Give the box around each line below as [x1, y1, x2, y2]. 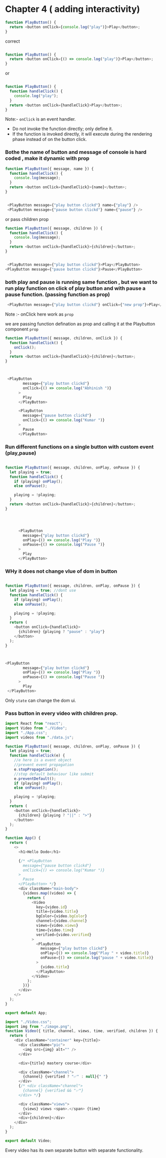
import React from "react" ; [5, 721, 63, 726]
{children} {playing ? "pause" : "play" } [18, 629, 105, 634]
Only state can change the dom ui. [5, 697, 77, 703]
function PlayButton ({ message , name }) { [5, 166, 94, 171]
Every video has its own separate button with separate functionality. [5, 1147, 144, 1153]
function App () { [5, 835, 41, 841]
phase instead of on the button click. [12, 136, 87, 142]
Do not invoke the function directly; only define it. [12, 126, 113, 132]
